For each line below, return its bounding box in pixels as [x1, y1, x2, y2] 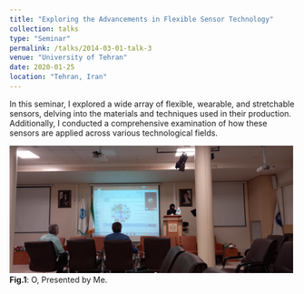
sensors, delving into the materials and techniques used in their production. [9, 107, 292, 118]
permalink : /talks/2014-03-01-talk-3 [9, 44, 152, 53]
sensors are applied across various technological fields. [9, 127, 218, 138]
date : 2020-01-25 [9, 63, 75, 72]
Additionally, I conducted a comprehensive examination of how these [9, 117, 268, 128]
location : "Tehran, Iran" [9, 73, 107, 82]
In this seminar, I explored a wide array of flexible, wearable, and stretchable [9, 98, 295, 109]
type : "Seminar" [9, 34, 71, 43]
